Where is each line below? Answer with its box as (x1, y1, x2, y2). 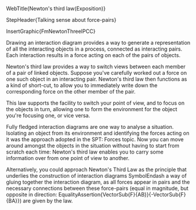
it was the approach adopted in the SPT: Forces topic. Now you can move (6, 136, 184, 143)
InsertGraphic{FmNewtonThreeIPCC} (6, 28, 96, 35)
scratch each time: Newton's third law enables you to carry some (6, 148, 164, 155)
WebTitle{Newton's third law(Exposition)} (6, 5, 106, 12)
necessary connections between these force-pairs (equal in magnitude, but (6, 185, 189, 192)
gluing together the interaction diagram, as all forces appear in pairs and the (6, 179, 190, 185)
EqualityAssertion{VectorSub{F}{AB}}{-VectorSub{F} (58, 191, 186, 198)
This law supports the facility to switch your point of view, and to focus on (6, 99, 185, 106)
